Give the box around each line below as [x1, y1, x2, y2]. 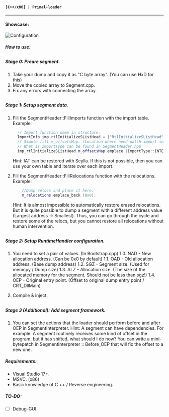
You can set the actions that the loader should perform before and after [12, 320, 161, 326]
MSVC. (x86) [12, 376, 40, 382]
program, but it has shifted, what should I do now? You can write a [12, 336, 150, 342]
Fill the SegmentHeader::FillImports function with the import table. [12, 114, 149, 121]
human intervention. [12, 223, 54, 229]
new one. [12, 346, 32, 353]
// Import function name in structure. [17, 130, 101, 135]
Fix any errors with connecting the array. [12, 87, 97, 93]
